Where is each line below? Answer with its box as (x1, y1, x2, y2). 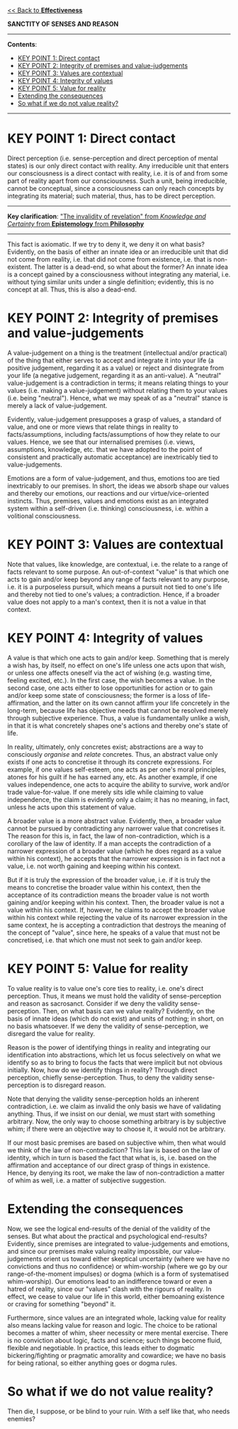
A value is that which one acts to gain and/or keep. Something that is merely (7, 653, 229, 662)
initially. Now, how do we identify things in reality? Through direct (7, 1065, 198, 1074)
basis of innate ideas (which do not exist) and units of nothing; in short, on (7, 1014, 225, 1023)
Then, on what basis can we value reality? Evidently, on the (42, 1006, 215, 1015)
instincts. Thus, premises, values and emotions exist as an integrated (7, 496, 209, 505)
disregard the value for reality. (7, 1029, 96, 1038)
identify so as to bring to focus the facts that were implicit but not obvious (7, 1058, 223, 1067)
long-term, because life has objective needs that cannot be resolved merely (7, 706, 229, 715)
